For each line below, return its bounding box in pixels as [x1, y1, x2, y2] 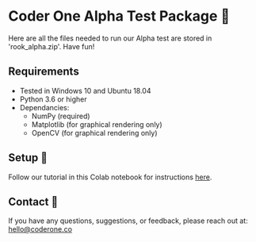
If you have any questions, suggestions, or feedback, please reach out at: [8, 216, 248, 225]
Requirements [8, 65, 79, 79]
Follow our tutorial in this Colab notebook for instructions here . [8, 172, 212, 182]
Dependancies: [19, 102, 70, 112]
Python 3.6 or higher [19, 94, 87, 104]
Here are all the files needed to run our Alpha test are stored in [8, 33, 212, 43]
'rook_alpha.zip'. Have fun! [8, 41, 95, 51]
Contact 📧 [8, 194, 59, 209]
